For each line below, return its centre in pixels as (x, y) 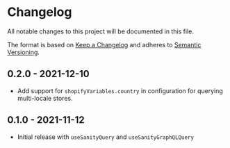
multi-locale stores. (45, 98)
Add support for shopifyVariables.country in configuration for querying (120, 90)
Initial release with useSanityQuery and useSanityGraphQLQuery (106, 137)
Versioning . (24, 52)
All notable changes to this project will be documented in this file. (101, 31)
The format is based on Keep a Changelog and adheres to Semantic (104, 44)
